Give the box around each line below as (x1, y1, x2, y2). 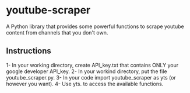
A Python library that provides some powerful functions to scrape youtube (6, 23, 185, 30)
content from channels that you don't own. (6, 29, 108, 36)
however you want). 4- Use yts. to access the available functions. (6, 80, 164, 87)
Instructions (6, 46, 51, 56)
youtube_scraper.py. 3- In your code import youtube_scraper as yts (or (6, 74, 176, 81)
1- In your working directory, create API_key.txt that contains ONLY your (6, 61, 179, 68)
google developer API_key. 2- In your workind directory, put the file (6, 68, 167, 75)
